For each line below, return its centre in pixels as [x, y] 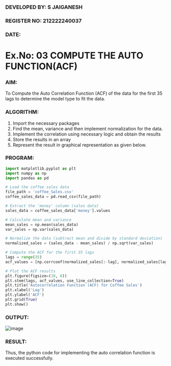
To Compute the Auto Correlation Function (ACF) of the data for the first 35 [84, 93]
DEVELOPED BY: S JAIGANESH [44, 7]
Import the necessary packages [46, 123]
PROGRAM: [20, 158]
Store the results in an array [42, 139]
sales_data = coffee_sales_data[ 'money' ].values [58, 211]
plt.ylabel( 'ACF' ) [25, 295]
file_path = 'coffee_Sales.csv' [39, 192]
